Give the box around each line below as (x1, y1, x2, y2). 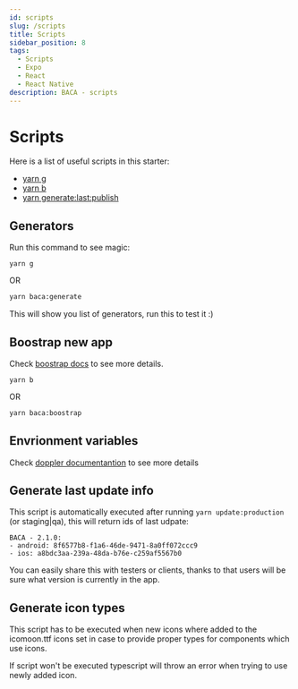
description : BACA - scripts (9, 88, 118, 97)
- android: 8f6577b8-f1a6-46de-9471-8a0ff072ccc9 (9, 541, 199, 550)
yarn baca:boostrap (9, 408, 82, 417)
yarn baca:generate (9, 293, 82, 302)
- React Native (17, 80, 74, 89)
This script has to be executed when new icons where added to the (9, 624, 258, 635)
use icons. (9, 643, 47, 654)
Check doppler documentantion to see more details (9, 457, 200, 468)
